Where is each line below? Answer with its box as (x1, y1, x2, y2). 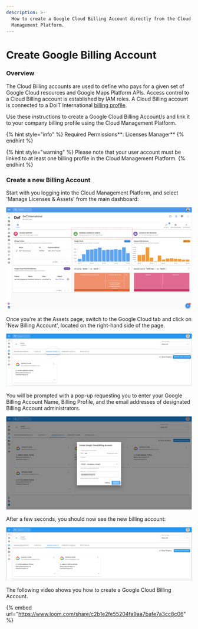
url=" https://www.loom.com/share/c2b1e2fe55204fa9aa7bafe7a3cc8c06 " (6, 610, 186, 617)
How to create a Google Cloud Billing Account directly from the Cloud (11, 15, 192, 22)
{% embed (6, 604, 32, 611)
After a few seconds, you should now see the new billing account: (6, 515, 166, 523)
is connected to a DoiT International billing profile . (6, 101, 127, 109)
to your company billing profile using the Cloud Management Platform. (6, 119, 177, 127)
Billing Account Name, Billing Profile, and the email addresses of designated (6, 398, 190, 405)
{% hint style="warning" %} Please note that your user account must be (6, 148, 181, 155)
